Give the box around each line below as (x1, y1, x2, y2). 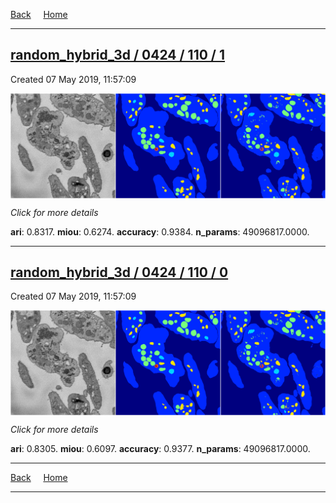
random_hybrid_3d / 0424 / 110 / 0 (10, 264, 229, 281)
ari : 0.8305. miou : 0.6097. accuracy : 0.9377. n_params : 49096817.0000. (10, 443, 311, 455)
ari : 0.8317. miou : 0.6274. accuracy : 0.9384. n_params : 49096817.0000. (10, 225, 310, 238)
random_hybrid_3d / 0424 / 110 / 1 (10, 47, 226, 64)
